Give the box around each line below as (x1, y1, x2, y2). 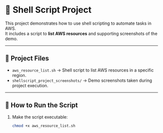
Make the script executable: (12, 114, 68, 120)
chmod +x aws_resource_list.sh (12, 123, 76, 128)
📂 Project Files (5, 54, 49, 62)
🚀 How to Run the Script (5, 101, 78, 109)
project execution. (12, 82, 49, 89)
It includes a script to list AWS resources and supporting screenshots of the (5, 30, 158, 36)
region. (12, 72, 27, 78)
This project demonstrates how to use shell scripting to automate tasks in (5, 20, 152, 26)
